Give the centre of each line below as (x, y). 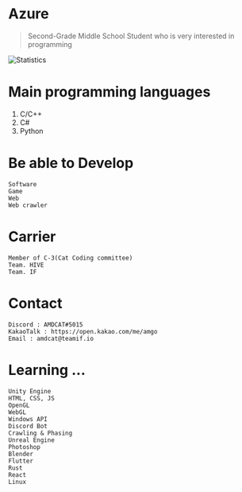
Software (23, 184)
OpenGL (19, 405)
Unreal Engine (32, 440)
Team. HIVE (26, 265)
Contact (35, 303)
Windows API (28, 419)
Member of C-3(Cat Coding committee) (71, 258)
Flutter (21, 461)
